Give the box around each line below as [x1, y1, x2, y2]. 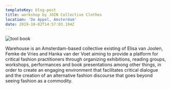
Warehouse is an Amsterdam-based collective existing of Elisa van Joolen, [5, 45, 163, 51]
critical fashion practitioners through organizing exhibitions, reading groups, [5, 56, 166, 63]
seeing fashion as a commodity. [5, 78, 73, 84]
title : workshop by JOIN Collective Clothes [5, 12, 102, 17]
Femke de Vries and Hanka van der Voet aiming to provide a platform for [5, 51, 159, 57]
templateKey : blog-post [5, 7, 56, 13]
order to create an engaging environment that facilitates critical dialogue [5, 67, 158, 73]
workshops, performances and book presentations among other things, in [5, 62, 162, 68]
